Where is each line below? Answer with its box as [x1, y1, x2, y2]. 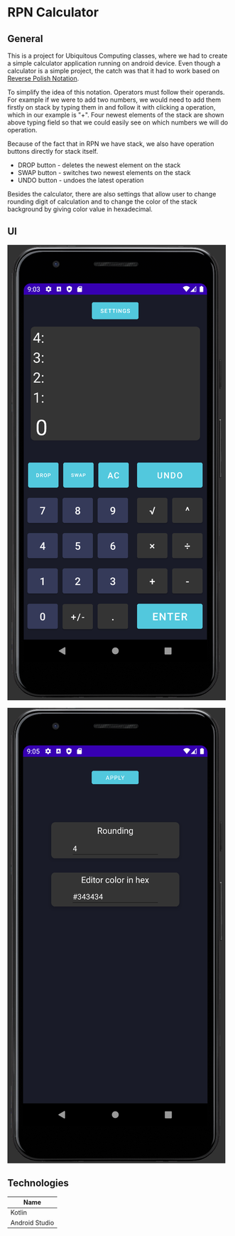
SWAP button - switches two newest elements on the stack [17, 169, 191, 176]
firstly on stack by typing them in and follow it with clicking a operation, [7, 103, 216, 111]
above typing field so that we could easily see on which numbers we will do [7, 118, 229, 127]
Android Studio [10, 1218, 55, 1227]
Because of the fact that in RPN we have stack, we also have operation [7, 139, 214, 148]
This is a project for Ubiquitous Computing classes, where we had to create [7, 51, 228, 60]
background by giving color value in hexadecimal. [7, 205, 153, 213]
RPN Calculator [7, 4, 99, 21]
